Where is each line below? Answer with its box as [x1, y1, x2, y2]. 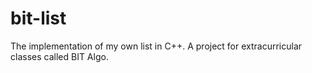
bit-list [10, 7, 67, 30]
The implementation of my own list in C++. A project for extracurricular [10, 40, 303, 52]
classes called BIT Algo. [10, 50, 109, 62]
